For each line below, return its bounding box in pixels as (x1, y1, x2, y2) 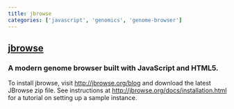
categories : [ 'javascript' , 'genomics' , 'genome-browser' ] (8, 17, 183, 24)
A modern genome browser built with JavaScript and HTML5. (8, 63, 219, 73)
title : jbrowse (8, 10, 52, 17)
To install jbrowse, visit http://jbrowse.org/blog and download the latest (8, 79, 211, 87)
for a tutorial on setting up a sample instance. (8, 94, 137, 102)
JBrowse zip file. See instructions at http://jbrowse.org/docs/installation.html (8, 86, 227, 94)
